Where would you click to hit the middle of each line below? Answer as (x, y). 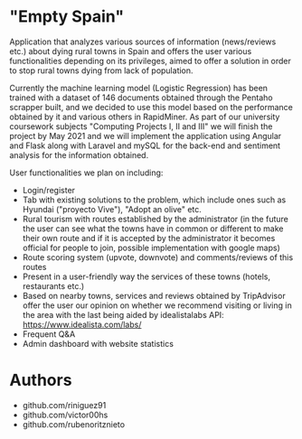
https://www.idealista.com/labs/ (82, 324)
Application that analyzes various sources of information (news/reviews (143, 42)
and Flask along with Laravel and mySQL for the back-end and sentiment (145, 145)
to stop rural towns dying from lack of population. (101, 70)
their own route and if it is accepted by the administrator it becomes (149, 238)
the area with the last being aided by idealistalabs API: (123, 314)
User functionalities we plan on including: (86, 173)
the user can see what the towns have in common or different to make (153, 229)
